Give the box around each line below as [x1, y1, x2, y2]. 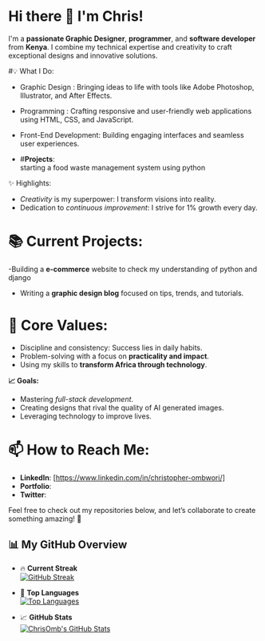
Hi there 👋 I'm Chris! [8, 7, 144, 26]
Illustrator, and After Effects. [19, 90, 113, 100]
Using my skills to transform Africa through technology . [19, 359, 208, 369]
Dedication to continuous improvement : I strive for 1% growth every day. [19, 202, 258, 212]
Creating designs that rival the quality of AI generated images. [19, 403, 224, 412]
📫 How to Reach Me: [8, 441, 150, 459]
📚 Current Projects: [8, 232, 144, 250]
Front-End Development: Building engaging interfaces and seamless [19, 130, 245, 139]
